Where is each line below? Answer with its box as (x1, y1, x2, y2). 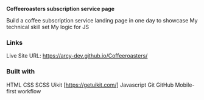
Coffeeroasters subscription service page (6, 5, 114, 12)
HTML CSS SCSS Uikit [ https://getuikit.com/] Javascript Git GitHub (6, 81, 174, 88)
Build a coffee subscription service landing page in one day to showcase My (6, 17, 198, 24)
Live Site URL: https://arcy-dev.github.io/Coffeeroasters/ (6, 52, 148, 59)
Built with (6, 67, 35, 76)
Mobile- (175, 81, 195, 88)
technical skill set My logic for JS (6, 24, 90, 30)
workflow (17, 87, 41, 95)
